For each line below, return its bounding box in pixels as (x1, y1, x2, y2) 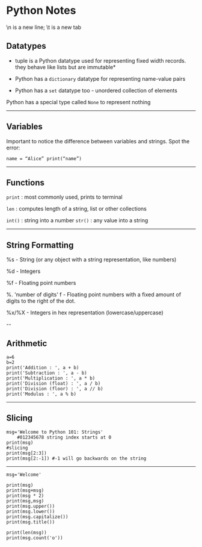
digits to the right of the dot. (6, 298, 76, 305)
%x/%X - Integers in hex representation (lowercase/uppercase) (6, 309, 164, 316)
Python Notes (6, 4, 76, 17)
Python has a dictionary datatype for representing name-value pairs (14, 75, 186, 82)
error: (6, 144, 20, 151)
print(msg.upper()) (6, 503, 55, 509)
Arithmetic (6, 338, 47, 348)
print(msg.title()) (6, 519, 55, 525)
